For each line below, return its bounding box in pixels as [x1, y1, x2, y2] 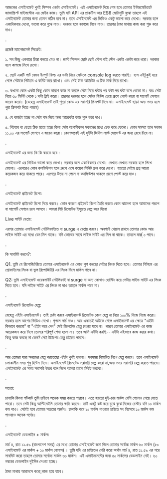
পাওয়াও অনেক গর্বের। [5, 412, 36, 418]
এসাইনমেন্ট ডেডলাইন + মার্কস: [5, 432, 50, 437]
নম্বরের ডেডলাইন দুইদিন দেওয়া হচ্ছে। [5, 459, 59, 464]
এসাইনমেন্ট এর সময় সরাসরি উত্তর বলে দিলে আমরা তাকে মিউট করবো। [5, 365, 104, 371]
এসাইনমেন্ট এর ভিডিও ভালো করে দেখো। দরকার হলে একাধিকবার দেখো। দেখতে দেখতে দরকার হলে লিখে [5, 160, 152, 165]
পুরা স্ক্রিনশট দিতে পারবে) [5, 104, 39, 110]
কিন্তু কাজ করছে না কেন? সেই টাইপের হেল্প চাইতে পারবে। [5, 334, 87, 340]
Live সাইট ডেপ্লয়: [5, 216, 32, 222]
